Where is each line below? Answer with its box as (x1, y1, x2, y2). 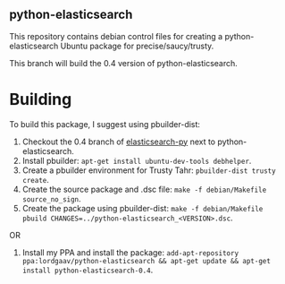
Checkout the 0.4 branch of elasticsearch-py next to (21, 136, 216, 147)
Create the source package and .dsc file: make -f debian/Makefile (21, 184, 267, 194)
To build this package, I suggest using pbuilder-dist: (9, 118, 201, 129)
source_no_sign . (21, 193, 82, 204)
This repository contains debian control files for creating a (9, 30, 223, 41)
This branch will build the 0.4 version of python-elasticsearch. (9, 57, 239, 68)
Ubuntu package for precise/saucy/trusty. (60, 40, 214, 51)
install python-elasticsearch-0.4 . (21, 264, 154, 275)
